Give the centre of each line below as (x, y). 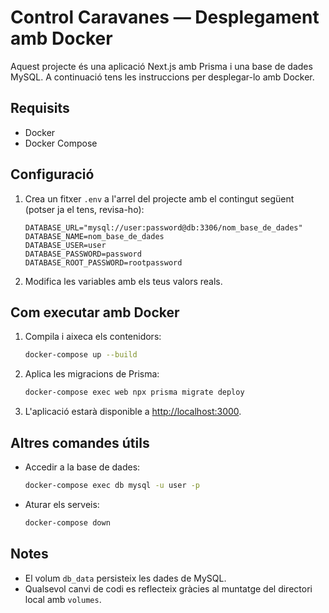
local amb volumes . (63, 599)
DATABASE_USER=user (65, 245)
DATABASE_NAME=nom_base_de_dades (94, 236)
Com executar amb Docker (95, 312)
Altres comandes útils (80, 442)
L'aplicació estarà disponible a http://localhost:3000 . (133, 412)
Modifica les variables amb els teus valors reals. (123, 281)
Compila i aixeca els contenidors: (93, 337)
